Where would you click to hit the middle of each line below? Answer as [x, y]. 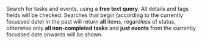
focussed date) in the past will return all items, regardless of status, [91, 21]
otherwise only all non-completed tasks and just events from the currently [101, 28]
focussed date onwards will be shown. [55, 35]
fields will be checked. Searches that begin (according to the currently [95, 15]
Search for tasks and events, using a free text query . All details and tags [98, 9]
